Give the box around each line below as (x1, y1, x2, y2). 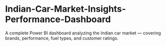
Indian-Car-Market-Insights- (5, 3, 126, 15)
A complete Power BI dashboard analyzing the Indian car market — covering (5, 30, 161, 36)
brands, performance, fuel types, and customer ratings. (5, 35, 119, 41)
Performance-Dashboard (5, 14, 111, 25)
